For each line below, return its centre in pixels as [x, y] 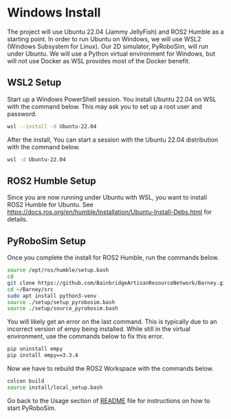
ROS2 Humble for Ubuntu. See [51, 205]
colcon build [26, 381]
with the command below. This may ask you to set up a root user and [105, 106]
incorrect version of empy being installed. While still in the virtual [99, 329]
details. [18, 219]
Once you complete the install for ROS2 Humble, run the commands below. [113, 258]
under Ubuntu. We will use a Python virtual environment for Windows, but [111, 54]
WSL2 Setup [34, 83]
